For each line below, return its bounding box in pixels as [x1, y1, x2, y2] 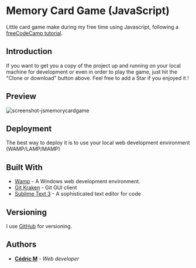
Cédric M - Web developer [14, 255, 80, 262]
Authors [6, 239, 37, 249]
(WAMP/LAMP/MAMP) [6, 145, 60, 152]
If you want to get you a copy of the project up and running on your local [6, 62, 181, 69]
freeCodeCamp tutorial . [6, 29, 63, 36]
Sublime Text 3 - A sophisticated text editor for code [14, 190, 142, 197]
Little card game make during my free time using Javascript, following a [6, 23, 179, 30]
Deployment [6, 124, 52, 134]
